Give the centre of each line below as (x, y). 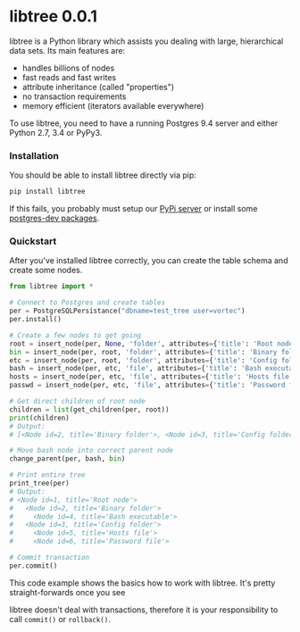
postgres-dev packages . (54, 218)
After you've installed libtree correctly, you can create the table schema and (149, 261)
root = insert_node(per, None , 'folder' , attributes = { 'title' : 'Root (142, 344)
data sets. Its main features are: (67, 50)
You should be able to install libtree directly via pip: (103, 175)
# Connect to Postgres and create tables (87, 303)
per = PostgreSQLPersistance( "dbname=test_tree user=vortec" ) (127, 311)
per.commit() (33, 565)
